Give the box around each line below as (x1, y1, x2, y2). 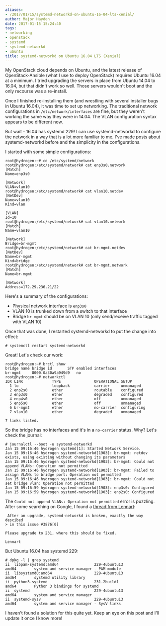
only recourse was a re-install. (5, 88, 68, 94)
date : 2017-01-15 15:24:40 (5, 21, 61, 26)
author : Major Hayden (5, 16, 50, 21)
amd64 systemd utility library (5, 575, 85, 580)
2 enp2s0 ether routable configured (9, 388, 143, 393)
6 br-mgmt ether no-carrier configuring (9, 405, 146, 410)
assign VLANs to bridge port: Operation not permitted (5, 472, 121, 477)
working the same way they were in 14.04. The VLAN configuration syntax (5, 114, 157, 120)
